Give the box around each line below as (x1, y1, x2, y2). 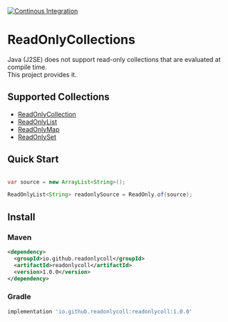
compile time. (7, 63, 48, 71)
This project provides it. (7, 70, 77, 78)
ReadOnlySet (17, 133, 57, 141)
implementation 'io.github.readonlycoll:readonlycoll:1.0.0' (7, 308, 193, 315)
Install (7, 211, 36, 223)
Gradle (7, 292, 31, 302)
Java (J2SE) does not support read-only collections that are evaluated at (7, 55, 221, 63)
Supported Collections (7, 91, 110, 103)
